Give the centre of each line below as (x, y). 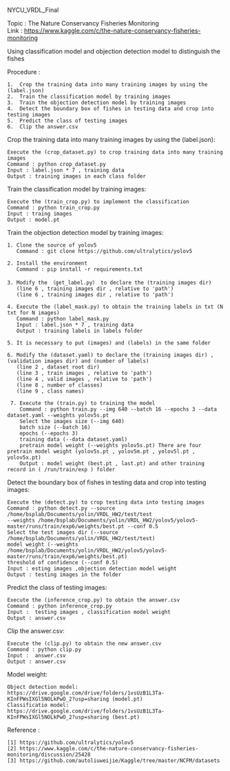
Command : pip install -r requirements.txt (80, 269)
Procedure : (24, 72)
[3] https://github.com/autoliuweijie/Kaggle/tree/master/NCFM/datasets (114, 761)
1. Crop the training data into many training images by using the (107, 85)
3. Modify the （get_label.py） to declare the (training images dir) (109, 282)
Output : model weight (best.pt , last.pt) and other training (112, 464)
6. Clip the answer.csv (43, 127)
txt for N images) (33, 313)
